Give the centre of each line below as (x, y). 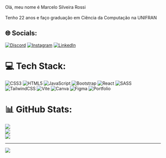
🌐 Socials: (21, 33)
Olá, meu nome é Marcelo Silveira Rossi (45, 7)
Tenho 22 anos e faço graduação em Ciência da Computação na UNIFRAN (81, 18)
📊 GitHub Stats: (39, 109)
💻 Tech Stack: (36, 66)
